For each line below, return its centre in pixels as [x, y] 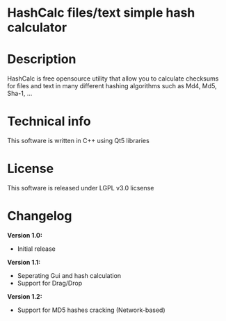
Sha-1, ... [20, 93]
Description [42, 59]
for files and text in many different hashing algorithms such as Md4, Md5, [112, 86]
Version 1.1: [24, 262]
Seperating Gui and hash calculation [69, 275]
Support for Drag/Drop [49, 283]
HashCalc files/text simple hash [101, 13]
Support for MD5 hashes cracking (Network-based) [91, 310]
